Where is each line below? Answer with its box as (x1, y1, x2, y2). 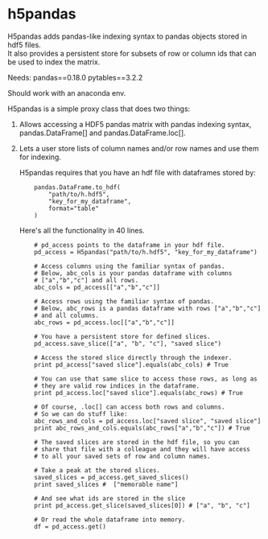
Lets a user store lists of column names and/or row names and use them (19, 143, 259, 153)
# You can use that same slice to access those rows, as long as (34, 375, 258, 383)
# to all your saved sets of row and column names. (34, 452, 211, 460)
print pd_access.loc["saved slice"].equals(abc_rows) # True (34, 389, 243, 397)
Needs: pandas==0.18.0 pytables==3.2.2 (7, 72, 143, 82)
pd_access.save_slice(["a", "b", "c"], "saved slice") (34, 339, 222, 348)
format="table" (48, 204, 100, 212)
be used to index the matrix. (7, 57, 101, 67)
